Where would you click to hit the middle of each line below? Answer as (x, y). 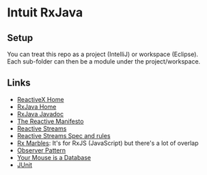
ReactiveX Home (40, 99)
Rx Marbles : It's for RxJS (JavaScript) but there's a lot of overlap (108, 143)
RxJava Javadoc (40, 113)
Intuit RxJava (45, 13)
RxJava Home (37, 107)
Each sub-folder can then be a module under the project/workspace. (104, 62)
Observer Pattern (41, 150)
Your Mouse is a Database (54, 157)
